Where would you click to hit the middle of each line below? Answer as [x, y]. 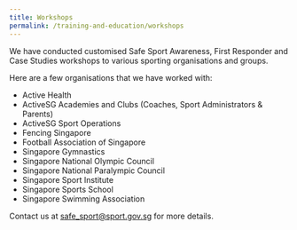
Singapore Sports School [67, 189]
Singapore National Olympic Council [88, 161]
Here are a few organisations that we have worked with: [111, 77]
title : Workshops [41, 17]
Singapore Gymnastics [63, 151]
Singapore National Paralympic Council [94, 171]
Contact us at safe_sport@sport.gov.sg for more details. [112, 216]
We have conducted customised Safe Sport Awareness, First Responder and [148, 51]
